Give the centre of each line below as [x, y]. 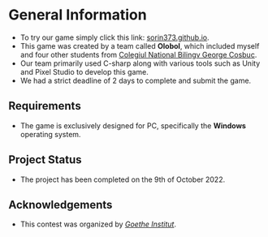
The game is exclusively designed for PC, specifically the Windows [133, 125]
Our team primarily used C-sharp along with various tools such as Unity [140, 63]
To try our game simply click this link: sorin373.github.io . [115, 37]
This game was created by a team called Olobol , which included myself [140, 45]
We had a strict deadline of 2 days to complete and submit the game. [136, 80]
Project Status [45, 160]
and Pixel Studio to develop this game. [84, 71]
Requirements [45, 106]
